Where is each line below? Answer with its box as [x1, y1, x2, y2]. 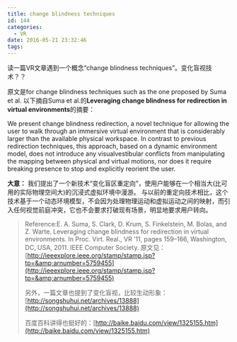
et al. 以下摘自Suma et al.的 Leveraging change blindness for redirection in [7, 96, 228, 105]
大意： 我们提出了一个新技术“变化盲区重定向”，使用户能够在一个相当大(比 [7, 179, 221, 188]
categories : [7, 23, 42, 30]
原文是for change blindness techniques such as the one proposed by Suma [7, 88, 227, 96]
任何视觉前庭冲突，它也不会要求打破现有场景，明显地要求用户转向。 [13, 206, 212, 214]
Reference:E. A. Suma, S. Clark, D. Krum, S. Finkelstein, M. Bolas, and [24, 220, 227, 228]
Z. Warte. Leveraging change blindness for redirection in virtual [24, 227, 209, 236]
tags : [7, 43, 23, 50]
